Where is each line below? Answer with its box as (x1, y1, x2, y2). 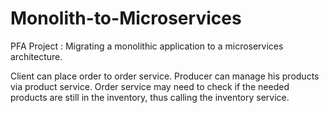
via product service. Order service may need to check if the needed (10, 80, 290, 92)
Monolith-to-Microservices (10, 7, 242, 30)
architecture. (10, 50, 63, 62)
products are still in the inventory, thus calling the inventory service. (10, 91, 290, 103)
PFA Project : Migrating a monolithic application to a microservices (10, 40, 284, 52)
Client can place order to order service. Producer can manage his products (10, 70, 320, 82)
